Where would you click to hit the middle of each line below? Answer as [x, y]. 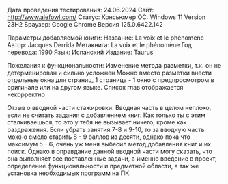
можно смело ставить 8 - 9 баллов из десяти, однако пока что [99, 137]
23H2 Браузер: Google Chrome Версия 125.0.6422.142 [85, 24]
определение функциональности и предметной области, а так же [103, 166]
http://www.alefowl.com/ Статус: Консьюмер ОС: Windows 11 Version [106, 17]
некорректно [26, 94]
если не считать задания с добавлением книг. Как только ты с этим [106, 115]
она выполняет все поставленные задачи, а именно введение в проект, [112, 159]
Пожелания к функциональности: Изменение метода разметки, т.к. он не [114, 65]
